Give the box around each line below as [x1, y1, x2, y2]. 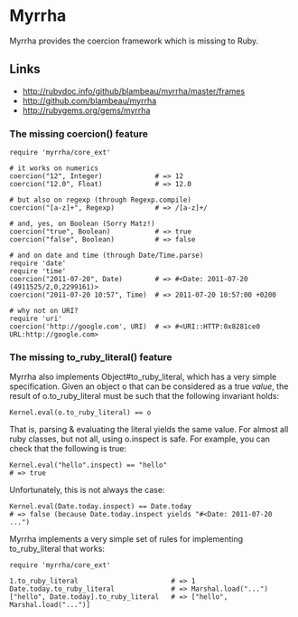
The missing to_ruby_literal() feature [9, 350, 172, 363]
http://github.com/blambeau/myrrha [22, 95, 157, 106]
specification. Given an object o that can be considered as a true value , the [9, 381, 289, 392]
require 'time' [9, 267, 67, 276]
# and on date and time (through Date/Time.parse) [9, 251, 204, 261]
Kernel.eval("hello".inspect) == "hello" [9, 460, 168, 470]
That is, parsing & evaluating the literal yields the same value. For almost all [9, 424, 289, 435]
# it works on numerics [9, 164, 99, 173]
